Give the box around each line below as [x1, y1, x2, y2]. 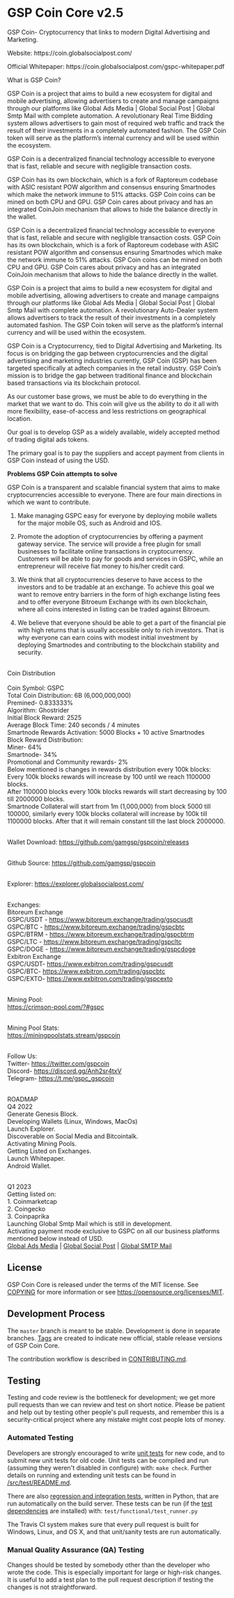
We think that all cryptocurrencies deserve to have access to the [17, 575, 203, 583]
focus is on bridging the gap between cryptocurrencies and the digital [7, 349, 208, 357]
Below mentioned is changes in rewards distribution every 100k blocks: [7, 765, 211, 774]
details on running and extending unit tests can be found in [7, 1471, 176, 1479]
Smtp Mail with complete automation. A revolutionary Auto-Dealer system [7, 306, 218, 314]
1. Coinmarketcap [7, 1197, 58, 1205]
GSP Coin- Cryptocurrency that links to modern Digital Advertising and [7, 28, 210, 36]
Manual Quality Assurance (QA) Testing [7, 1544, 145, 1554]
